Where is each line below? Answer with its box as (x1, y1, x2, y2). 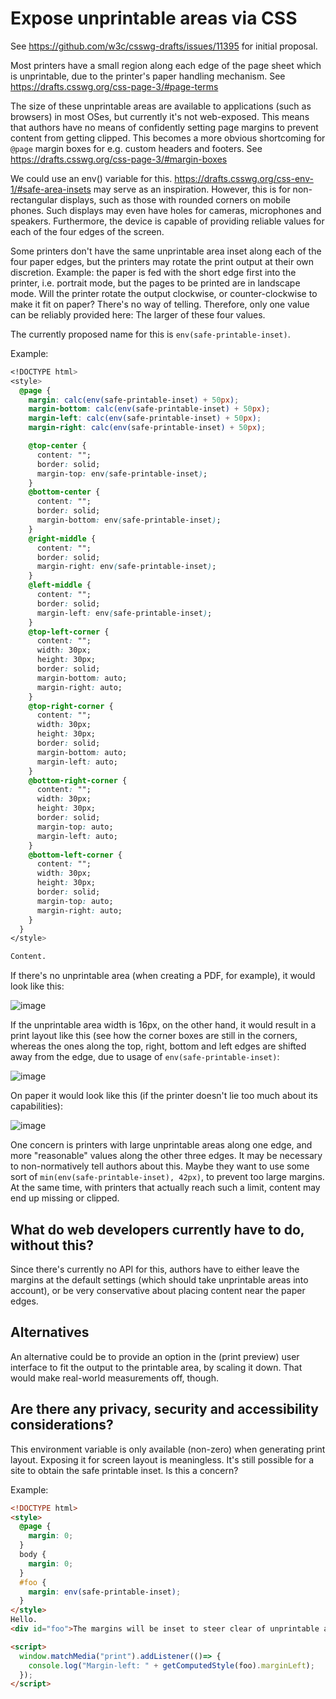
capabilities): (10, 1100, 63, 1112)
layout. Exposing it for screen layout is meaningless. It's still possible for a (10, 1453, 315, 1466)
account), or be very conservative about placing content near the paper (10, 1285, 306, 1296)
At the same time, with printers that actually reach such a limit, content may (10, 1182, 321, 1194)
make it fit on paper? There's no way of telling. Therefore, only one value (10, 298, 310, 310)
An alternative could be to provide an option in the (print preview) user (10, 1350, 300, 1362)
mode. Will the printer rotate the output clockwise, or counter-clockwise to (10, 287, 318, 299)
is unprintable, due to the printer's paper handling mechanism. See (10, 70, 286, 82)
